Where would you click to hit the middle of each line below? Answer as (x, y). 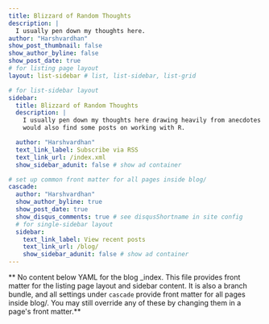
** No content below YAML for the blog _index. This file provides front (124, 277)
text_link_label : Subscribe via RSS (77, 150)
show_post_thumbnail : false (56, 46)
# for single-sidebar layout (64, 224)
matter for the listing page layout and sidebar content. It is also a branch (128, 286)
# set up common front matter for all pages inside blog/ (108, 179)
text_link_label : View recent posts (85, 239)
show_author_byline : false (54, 53)
